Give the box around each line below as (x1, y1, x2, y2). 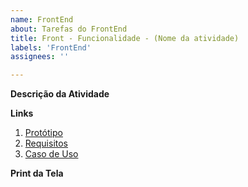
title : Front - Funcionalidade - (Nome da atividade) (10, 33, 240, 43)
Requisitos (24, 137, 69, 150)
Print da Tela (10, 167, 64, 180)
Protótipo (24, 127, 63, 139)
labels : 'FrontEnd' (10, 42, 92, 53)
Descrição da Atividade (10, 88, 110, 100)
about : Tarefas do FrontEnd (10, 24, 128, 34)
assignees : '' (10, 52, 70, 62)
